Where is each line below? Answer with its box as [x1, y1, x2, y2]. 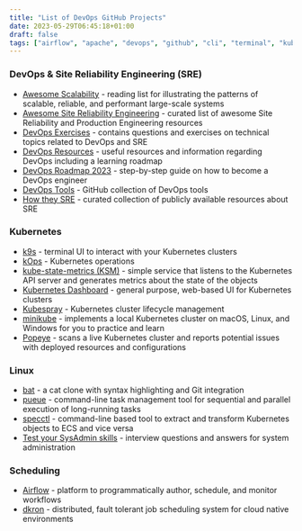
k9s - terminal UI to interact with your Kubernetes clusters [22, 246, 238, 256]
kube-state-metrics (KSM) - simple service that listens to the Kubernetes [22, 265, 293, 275]
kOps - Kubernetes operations [22, 256, 135, 266]
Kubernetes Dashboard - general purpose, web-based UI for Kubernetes [22, 284, 292, 295]
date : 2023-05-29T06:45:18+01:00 [9, 22, 135, 31]
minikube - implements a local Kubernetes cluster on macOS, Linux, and [22, 312, 290, 324]
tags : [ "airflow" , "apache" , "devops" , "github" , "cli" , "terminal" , [9, 38, 276, 48]
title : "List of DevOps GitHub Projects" [9, 13, 167, 22]
